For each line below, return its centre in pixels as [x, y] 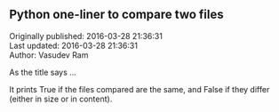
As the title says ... [43, 72]
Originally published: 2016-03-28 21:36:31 [86, 36]
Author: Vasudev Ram [49, 55]
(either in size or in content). [61, 99]
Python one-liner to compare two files [116, 15]
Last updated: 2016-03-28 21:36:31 [73, 45]
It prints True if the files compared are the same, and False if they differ [139, 89]
